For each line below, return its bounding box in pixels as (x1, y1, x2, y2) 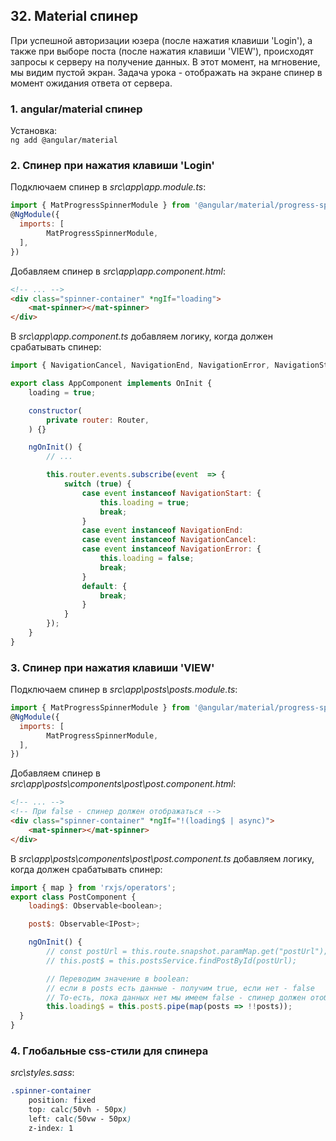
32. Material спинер (10, 8, 139, 25)
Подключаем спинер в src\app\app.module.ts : (10, 181, 207, 193)
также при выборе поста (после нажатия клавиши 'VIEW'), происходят (10, 45, 314, 57)
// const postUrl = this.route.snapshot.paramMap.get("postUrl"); (46, 947, 329, 957)
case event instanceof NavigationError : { (81, 544, 262, 554)
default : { (81, 581, 128, 591)
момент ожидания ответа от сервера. (10, 77, 173, 89)
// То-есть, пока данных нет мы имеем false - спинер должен (46, 992, 307, 1003)
